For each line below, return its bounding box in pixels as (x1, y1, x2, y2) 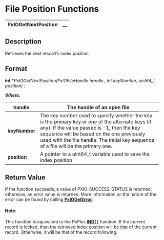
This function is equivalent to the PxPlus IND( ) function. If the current (5, 218, 145, 224)
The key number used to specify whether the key (40, 112, 153, 119)
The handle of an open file (67, 104, 130, 110)
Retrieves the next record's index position (5, 50, 89, 56)
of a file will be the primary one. (40, 143, 112, 150)
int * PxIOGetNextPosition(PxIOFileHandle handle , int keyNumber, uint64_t (5, 77, 155, 84)
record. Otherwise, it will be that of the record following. (5, 229, 118, 235)
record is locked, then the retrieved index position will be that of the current (5, 224, 157, 230)
